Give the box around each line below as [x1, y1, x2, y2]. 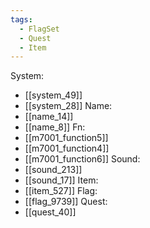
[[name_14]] [24, 111, 74, 123]
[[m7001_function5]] [24, 132, 109, 144]
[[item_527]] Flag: [24, 185, 98, 197]
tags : [10, 14, 33, 25]
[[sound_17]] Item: [24, 174, 99, 186]
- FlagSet [19, 24, 60, 34]
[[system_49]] [24, 89, 83, 101]
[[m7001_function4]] [24, 142, 110, 155]
